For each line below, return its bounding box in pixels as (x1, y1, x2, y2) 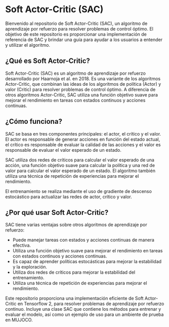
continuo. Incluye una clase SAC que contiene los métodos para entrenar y (5, 306, 161, 312)
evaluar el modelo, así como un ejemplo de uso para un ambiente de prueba (5, 311, 164, 318)
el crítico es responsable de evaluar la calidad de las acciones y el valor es (5, 141, 161, 148)
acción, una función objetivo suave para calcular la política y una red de (5, 162, 155, 168)
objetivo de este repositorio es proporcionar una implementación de (5, 31, 147, 37)
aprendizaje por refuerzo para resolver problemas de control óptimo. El (5, 25, 153, 31)
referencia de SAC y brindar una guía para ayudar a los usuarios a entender (5, 37, 163, 43)
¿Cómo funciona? (5, 117, 62, 126)
